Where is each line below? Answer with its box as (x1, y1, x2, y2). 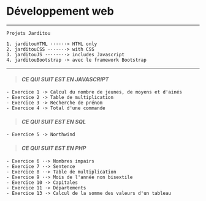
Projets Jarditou (6, 30, 51, 36)
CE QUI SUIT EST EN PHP (21, 144, 86, 152)
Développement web (6, 4, 115, 18)
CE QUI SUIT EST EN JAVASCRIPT (21, 75, 109, 83)
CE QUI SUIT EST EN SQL (21, 118, 86, 125)
